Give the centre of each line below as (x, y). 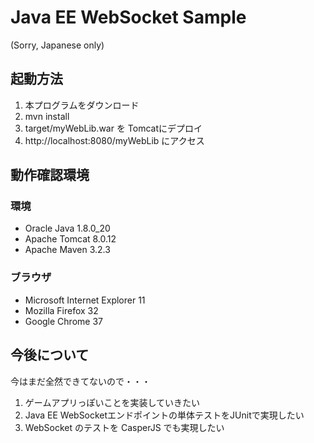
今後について (50, 355)
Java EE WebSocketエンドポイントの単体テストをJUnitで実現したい (164, 415)
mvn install (47, 116)
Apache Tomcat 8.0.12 (70, 239)
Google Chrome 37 (63, 321)
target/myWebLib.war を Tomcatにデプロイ (113, 128)
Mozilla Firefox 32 (61, 310)
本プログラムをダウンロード (82, 105)
